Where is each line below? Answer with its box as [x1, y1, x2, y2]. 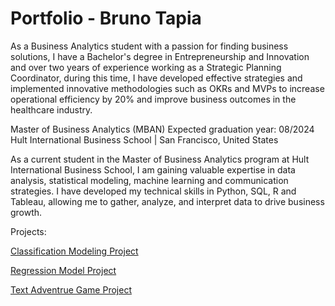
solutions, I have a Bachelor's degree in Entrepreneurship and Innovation [10, 50, 310, 62]
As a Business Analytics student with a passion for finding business [10, 40, 289, 52]
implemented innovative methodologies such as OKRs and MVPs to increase [10, 82, 325, 94]
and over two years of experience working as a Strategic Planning [10, 61, 282, 73]
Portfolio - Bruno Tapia [10, 7, 202, 30]
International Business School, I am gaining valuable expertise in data [10, 163, 296, 176]
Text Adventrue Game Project [10, 283, 132, 296]
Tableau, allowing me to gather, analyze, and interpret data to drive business [10, 195, 325, 207]
